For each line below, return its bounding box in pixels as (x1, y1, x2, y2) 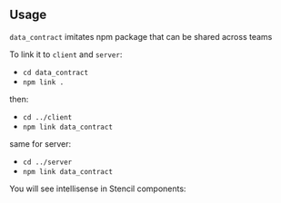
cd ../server (22, 158, 73, 167)
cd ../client (22, 112, 73, 121)
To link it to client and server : (9, 49, 123, 60)
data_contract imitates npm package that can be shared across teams (9, 31, 273, 42)
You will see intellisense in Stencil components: (9, 183, 186, 194)
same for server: (9, 138, 72, 149)
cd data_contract (22, 68, 89, 77)
